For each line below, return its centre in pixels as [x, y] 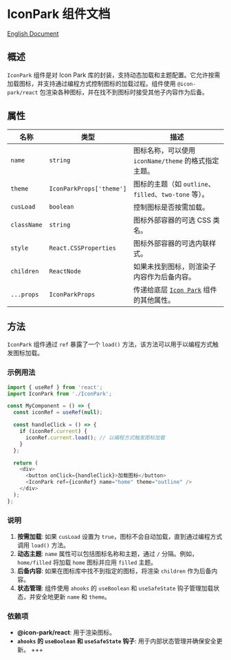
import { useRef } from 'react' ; [55, 387]
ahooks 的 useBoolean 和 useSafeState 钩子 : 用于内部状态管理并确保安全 [117, 641]
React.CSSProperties [83, 248]
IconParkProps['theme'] [88, 189]
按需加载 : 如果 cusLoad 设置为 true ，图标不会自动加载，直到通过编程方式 [120, 536]
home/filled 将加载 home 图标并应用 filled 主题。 [87, 562]
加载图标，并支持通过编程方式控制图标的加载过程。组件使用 [91, 83]
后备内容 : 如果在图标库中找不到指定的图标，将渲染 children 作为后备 [114, 571]
